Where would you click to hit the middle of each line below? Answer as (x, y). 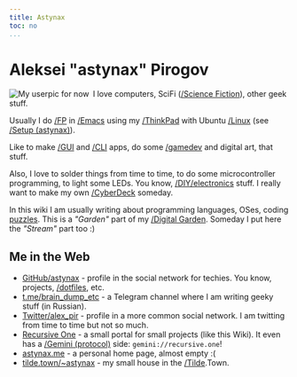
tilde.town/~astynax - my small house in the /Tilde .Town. (125, 363)
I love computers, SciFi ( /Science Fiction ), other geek (190, 94)
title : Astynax (37, 17)
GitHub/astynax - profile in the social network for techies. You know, (147, 278)
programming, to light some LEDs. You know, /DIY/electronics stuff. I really (145, 184)
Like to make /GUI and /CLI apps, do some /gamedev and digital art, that (141, 147)
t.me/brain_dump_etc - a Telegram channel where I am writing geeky (148, 297)
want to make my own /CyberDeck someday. (91, 192)
